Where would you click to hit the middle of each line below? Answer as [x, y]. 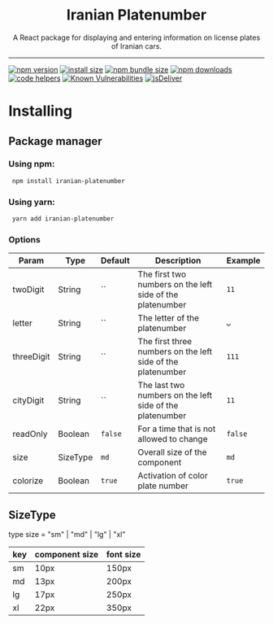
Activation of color [173, 476]
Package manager [55, 141]
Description [178, 260]
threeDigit [31, 357]
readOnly [30, 434]
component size [67, 554]
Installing [41, 111]
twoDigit [28, 290]
